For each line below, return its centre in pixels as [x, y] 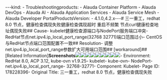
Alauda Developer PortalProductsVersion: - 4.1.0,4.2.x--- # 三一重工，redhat [83, 18]
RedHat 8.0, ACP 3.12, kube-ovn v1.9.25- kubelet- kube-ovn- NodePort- [79, 61]
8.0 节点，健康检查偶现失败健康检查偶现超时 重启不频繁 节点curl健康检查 [80, 25]
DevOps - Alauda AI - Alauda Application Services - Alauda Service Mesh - [82, 12]
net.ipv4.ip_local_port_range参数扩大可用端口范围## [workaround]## [76, 49]
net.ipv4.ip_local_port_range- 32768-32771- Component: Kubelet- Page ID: [83, 66]
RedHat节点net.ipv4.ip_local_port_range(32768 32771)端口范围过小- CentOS [84, 37]
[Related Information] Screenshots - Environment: [78, 56]
